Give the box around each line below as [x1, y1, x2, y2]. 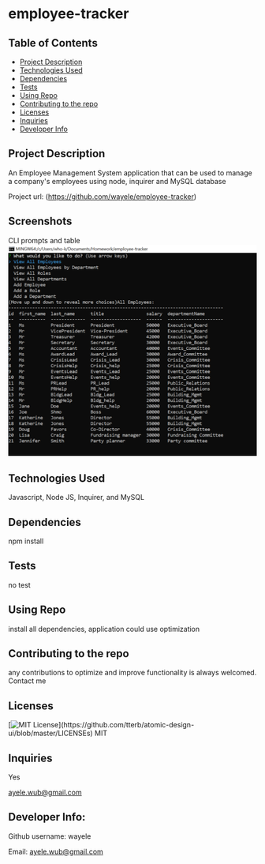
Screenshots [8, 215, 73, 228]
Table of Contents [8, 36, 99, 50]
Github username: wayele [8, 831, 91, 841]
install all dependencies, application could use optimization [8, 624, 200, 633]
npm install [8, 536, 44, 546]
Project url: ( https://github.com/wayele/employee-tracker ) [8, 191, 197, 201]
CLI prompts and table [8, 235, 80, 245]
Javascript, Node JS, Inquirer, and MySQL [8, 493, 144, 502]
